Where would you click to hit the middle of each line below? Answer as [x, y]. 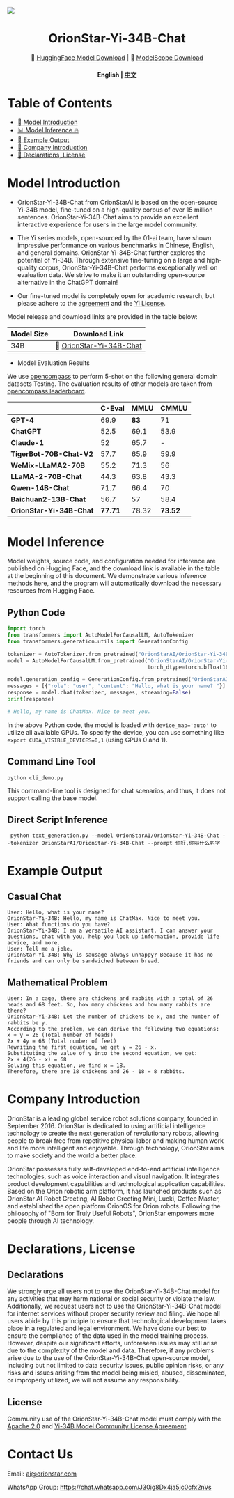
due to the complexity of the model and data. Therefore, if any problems [111, 1350]
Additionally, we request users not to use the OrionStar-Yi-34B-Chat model [115, 1306]
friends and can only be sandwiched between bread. [84, 961]
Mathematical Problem [57, 982]
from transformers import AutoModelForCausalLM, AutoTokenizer [101, 635]
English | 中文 [117, 75]
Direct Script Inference [57, 819]
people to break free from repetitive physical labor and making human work [116, 1141]
